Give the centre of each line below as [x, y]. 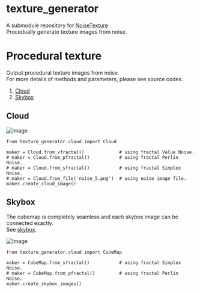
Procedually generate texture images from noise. [67, 31]
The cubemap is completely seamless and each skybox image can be [92, 217]
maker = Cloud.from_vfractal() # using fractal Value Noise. [101, 152]
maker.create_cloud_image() [41, 184]
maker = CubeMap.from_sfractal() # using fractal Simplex [94, 263]
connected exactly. [30, 223]
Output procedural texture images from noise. [63, 72]
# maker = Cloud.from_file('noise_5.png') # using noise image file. [96, 178]
